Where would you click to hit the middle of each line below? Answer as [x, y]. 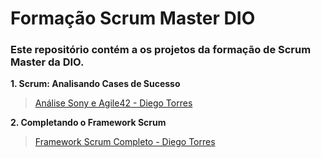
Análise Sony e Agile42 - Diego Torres [113, 103]
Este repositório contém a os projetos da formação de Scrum [161, 50]
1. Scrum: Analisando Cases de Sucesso [95, 84]
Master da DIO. [47, 62]
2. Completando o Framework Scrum [88, 123]
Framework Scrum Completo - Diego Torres [125, 142]
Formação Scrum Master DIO [133, 18]
